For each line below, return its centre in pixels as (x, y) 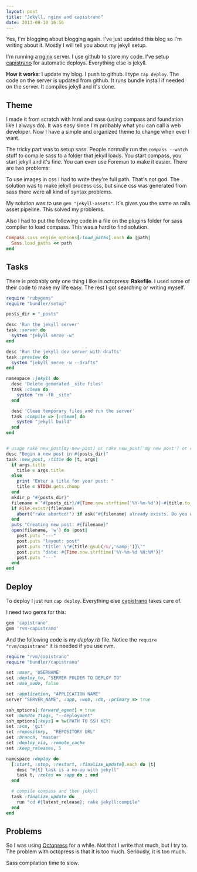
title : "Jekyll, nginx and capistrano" (55, 17)
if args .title (28, 465)
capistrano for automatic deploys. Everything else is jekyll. (77, 63)
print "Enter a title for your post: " (65, 481)
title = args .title (40, 470)
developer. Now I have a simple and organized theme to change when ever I (98, 132)
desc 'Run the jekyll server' (43, 325)
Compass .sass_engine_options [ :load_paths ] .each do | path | (78, 238)
